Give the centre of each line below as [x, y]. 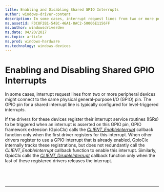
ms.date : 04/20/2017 [26, 32]
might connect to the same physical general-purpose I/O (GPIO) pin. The [78, 99]
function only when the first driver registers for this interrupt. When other [79, 134]
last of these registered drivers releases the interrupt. [59, 160]
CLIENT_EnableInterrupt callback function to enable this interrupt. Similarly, [81, 150]
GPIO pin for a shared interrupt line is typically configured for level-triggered [82, 104]
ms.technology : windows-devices [38, 46]
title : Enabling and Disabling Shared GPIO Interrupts [62, 10]
